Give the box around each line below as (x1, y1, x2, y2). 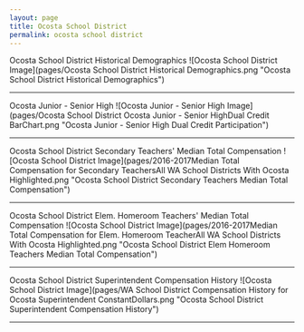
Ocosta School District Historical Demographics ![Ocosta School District (9, 55, 278, 66)
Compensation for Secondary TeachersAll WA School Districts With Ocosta (9, 165, 290, 176)
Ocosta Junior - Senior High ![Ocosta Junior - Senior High (9, 101, 225, 112)
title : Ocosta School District (9, 22, 128, 31)
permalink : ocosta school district (9, 30, 144, 39)
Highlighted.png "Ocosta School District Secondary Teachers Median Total (9, 174, 289, 186)
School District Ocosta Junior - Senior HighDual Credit (66, 110, 270, 121)
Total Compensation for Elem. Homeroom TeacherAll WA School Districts (9, 229, 281, 240)
